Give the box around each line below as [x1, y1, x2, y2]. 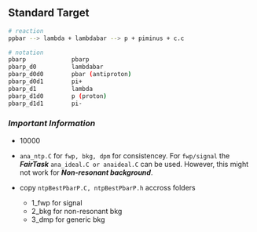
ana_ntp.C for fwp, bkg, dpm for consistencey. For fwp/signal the [19, 150, 230, 160]
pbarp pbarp [8, 56, 90, 63]
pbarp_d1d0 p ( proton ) [8, 92, 108, 100]
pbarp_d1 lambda [8, 85, 93, 92]
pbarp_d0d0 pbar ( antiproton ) [8, 71, 132, 78]
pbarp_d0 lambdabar [8, 63, 104, 71]
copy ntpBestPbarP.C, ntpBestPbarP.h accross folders [19, 183, 196, 192]
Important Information [8, 118, 96, 129]
